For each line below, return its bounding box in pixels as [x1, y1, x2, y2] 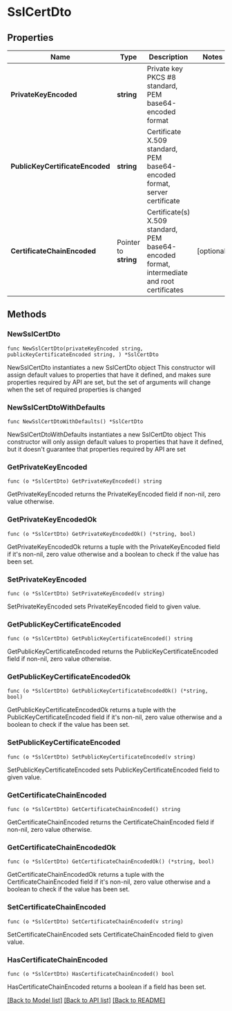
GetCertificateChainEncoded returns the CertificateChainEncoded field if [7, 818, 215, 826]
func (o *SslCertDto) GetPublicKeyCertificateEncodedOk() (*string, [7, 687, 209, 695]
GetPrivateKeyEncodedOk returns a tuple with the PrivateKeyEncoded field [7, 542, 220, 550]
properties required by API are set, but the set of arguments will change [7, 378, 211, 386]
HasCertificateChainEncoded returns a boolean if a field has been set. [7, 983, 206, 991]
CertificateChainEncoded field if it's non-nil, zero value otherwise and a [7, 878, 211, 886]
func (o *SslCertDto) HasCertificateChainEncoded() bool [7, 970, 175, 977]
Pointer [117, 238, 140, 247]
